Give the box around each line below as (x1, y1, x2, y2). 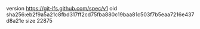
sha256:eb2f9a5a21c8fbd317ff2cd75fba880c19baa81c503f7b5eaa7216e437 (6, 11, 195, 18)
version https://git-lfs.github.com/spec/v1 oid (6, 5, 118, 12)
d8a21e (6, 17, 24, 24)
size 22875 (25, 17, 53, 24)
